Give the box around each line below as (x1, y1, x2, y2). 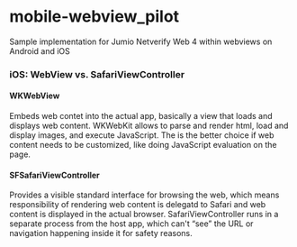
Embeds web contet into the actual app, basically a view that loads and (9, 111, 273, 122)
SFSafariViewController (9, 169, 101, 180)
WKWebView (9, 90, 60, 101)
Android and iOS (9, 45, 70, 56)
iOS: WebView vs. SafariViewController (9, 68, 185, 80)
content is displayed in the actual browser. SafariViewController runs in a (9, 209, 279, 220)
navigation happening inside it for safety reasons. (9, 228, 193, 239)
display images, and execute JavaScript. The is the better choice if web (9, 130, 274, 141)
